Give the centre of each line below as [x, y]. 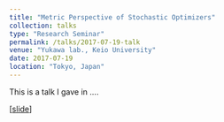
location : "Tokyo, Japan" [57, 67]
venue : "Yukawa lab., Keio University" [83, 50]
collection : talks [43, 26]
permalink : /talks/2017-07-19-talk [75, 42]
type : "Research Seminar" [57, 34]
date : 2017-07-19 [41, 58]
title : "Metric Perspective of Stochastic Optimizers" [112, 17]
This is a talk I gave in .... [54, 91]
